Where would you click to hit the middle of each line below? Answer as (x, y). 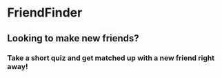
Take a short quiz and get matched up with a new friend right (111, 58)
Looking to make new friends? (73, 38)
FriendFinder (45, 13)
